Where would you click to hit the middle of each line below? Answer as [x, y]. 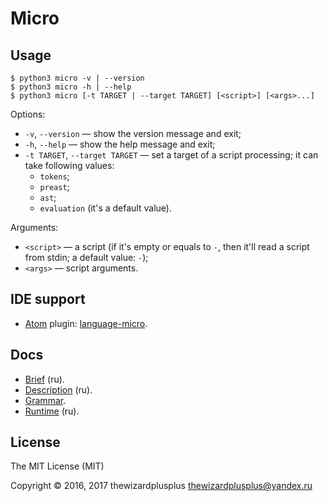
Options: [28, 114]
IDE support [48, 299]
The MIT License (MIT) [57, 466]
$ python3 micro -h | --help [71, 87]
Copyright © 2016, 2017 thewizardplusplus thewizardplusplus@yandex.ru [161, 486]
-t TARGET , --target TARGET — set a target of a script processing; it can [171, 155]
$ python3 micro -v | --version [77, 78]
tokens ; [54, 176]
